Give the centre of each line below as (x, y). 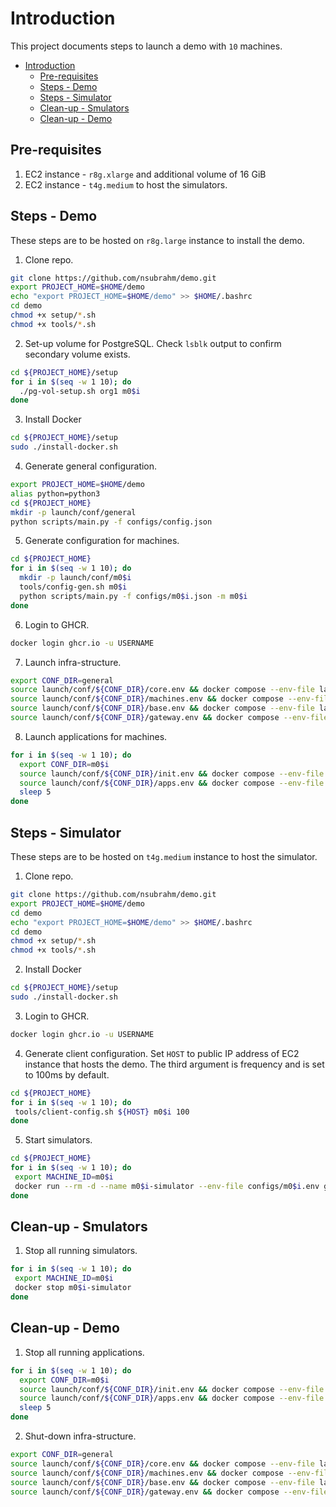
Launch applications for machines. (96, 736)
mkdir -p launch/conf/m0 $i (75, 578)
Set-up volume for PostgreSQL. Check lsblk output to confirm (153, 343)
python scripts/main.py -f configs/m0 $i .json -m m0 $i (133, 596)
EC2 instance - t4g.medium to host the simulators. (126, 184)
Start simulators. (58, 1140)
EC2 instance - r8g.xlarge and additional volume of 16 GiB (145, 174)
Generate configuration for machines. (102, 541)
